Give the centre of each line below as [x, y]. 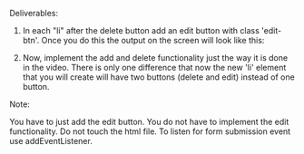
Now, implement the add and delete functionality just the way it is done [155, 58]
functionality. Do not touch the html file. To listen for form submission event [150, 131]
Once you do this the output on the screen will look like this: [153, 40]
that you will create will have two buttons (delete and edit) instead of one [158, 77]
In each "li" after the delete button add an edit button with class [141, 30]
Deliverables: [34, 13]
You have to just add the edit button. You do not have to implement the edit [149, 122]
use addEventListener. [51, 141]
